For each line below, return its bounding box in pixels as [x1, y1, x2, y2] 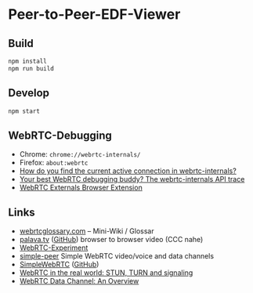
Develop [8, 86, 49, 99]
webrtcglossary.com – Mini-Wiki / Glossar [19, 226, 154, 236]
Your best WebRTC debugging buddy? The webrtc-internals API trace [19, 175, 245, 184]
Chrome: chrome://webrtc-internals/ [19, 150, 141, 159]
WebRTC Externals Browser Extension [19, 183, 143, 193]
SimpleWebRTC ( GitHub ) [19, 260, 99, 269]
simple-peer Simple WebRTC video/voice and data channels [19, 251, 214, 261]
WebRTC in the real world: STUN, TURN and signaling [19, 268, 193, 277]
